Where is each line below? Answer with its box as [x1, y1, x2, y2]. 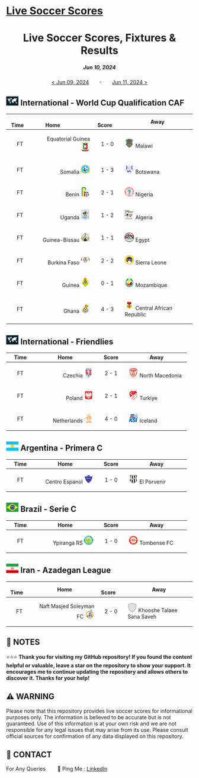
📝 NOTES [6, 637, 40, 647]
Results [81, 44, 118, 57]
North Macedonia [139, 372, 182, 379]
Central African [135, 304, 173, 312]
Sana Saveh [127, 613, 157, 620]
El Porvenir [139, 478, 166, 485]
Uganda [60, 213, 80, 220]
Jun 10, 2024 [83, 63, 116, 71]
